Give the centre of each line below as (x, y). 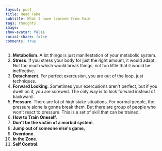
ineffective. (24, 71)
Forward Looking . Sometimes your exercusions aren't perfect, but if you (85, 86)
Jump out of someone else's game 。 (50, 128)
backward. (23, 96)
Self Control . (25, 144)
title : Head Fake (23, 14)
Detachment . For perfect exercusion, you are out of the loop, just (78, 75)
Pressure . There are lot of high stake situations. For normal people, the (83, 102)
